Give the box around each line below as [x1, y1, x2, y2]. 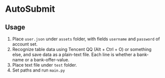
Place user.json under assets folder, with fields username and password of [12, 36, 160, 42]
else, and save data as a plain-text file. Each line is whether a [12, 52, 136, 57]
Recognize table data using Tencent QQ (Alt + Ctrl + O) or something [12, 47, 152, 52]
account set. [12, 41, 38, 47]
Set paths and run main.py [12, 67, 65, 73]
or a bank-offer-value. [25, 57, 70, 62]
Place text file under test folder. [12, 62, 77, 68]
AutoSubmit [5, 3, 55, 15]
